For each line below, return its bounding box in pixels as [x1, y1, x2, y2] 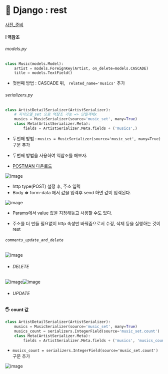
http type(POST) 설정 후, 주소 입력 [12, 183, 81, 189]
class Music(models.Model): [5, 61, 64, 66]
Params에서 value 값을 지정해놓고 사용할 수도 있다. [12, 210, 112, 216]
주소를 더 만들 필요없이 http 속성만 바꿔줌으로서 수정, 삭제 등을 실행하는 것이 [12, 220, 161, 226]
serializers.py [5, 92, 33, 98]
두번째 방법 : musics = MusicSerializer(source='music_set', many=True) [12, 135, 161, 141]
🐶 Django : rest [5, 4, 67, 16]
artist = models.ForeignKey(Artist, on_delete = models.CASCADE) [14, 66, 149, 71]
